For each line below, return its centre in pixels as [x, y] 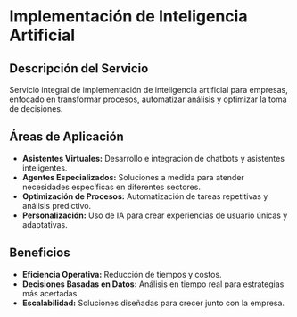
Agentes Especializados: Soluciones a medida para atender [133, 177]
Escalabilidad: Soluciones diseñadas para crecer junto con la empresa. [153, 303]
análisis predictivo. [57, 205]
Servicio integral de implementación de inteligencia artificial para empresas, [148, 90]
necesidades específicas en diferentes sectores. [111, 187]
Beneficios [40, 253]
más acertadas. [51, 293]
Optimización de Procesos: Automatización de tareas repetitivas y [145, 196]
